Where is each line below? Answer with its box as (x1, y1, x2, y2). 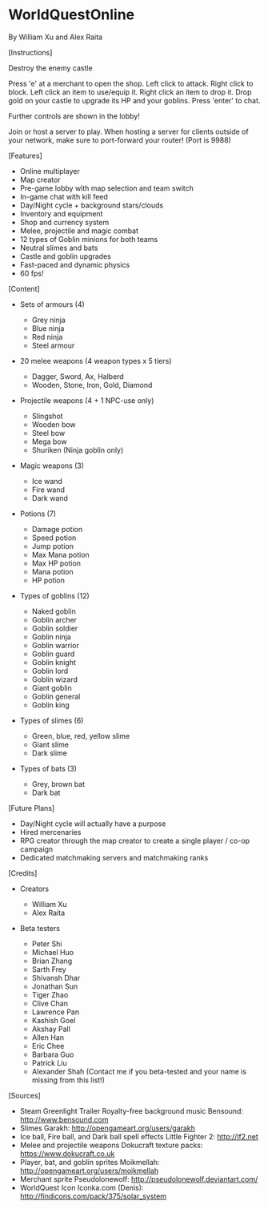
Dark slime (31, 748, 68, 758)
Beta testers (19, 923, 60, 933)
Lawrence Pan (31, 1007, 80, 1017)
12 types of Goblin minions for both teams (19, 234, 158, 244)
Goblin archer (31, 615, 78, 624)
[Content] (8, 284, 40, 293)
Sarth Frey (31, 964, 66, 974)
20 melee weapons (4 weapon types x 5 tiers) (19, 356, 172, 365)
